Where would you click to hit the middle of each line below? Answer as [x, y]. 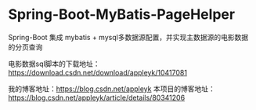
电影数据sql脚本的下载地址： [54, 64]
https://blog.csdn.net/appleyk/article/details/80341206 [97, 97]
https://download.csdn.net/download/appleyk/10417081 [98, 72]
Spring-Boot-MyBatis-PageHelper [122, 15]
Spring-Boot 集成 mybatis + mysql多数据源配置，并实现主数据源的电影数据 [128, 37]
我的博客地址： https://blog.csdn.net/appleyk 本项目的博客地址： [112, 89]
